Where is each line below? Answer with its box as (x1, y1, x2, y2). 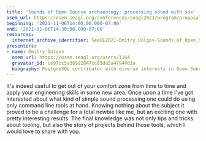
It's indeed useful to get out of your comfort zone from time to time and (6, 82, 187, 90)
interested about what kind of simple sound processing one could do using (6, 95, 196, 103)
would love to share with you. (6, 128, 81, 135)
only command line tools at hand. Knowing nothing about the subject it (6, 102, 185, 109)
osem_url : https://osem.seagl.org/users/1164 (12, 54, 131, 60)
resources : (6, 32, 34, 38)
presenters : (6, 43, 37, 49)
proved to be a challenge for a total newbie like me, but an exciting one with (6, 108, 197, 116)
